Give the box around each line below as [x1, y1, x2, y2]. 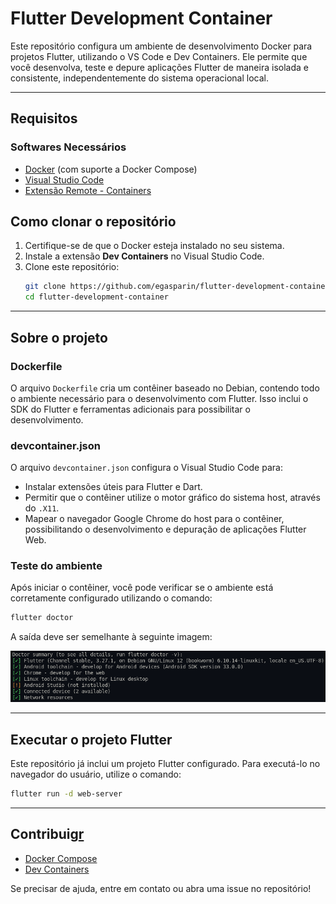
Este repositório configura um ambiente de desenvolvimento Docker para [10, 40, 313, 52]
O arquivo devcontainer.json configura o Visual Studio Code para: [10, 462, 283, 474]
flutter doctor [10, 613, 74, 623]
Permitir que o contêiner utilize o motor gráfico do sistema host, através [24, 492, 321, 504]
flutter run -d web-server [10, 789, 123, 799]
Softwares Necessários [10, 140, 127, 154]
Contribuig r [10, 826, 85, 843]
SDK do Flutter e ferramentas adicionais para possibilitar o [10, 403, 251, 415]
